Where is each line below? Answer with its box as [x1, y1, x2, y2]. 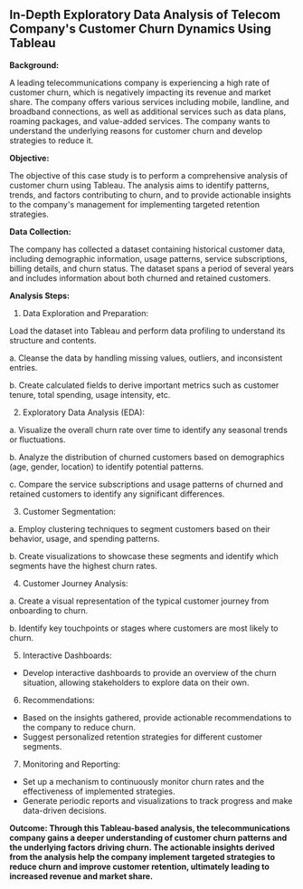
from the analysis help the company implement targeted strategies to [9, 851, 276, 862]
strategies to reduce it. [9, 135, 94, 146]
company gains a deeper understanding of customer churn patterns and [9, 832, 288, 843]
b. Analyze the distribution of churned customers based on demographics [9, 451, 285, 462]
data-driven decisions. [22, 805, 107, 816]
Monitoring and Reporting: [22, 759, 120, 769]
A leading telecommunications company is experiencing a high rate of [9, 77, 270, 88]
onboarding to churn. [9, 604, 89, 615]
